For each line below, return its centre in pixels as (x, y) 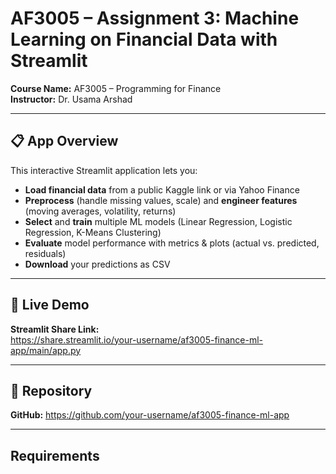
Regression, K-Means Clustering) (93, 232)
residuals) (45, 253)
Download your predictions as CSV (97, 264)
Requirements (55, 455)
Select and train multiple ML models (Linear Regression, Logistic (158, 221)
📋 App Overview (64, 141)
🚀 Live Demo (50, 305)
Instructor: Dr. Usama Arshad (71, 99)
